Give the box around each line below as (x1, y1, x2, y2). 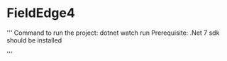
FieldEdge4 (6, 5, 75, 21)
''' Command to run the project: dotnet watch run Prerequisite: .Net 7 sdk (6, 28, 220, 37)
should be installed (6, 35, 62, 44)
